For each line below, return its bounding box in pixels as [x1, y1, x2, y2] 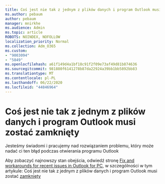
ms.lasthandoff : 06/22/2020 [5, 80, 63, 85]
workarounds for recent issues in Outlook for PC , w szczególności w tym [5, 163, 153, 169]
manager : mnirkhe [5, 21, 41, 26]
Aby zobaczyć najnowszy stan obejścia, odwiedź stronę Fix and [5, 158, 135, 163]
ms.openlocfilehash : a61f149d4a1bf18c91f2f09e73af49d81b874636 [5, 62, 137, 67]
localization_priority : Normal [5, 39, 69, 44]
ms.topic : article [5, 30, 43, 35]
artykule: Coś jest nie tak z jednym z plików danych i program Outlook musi [5, 168, 158, 174]
